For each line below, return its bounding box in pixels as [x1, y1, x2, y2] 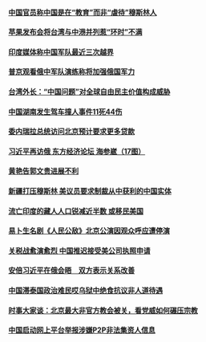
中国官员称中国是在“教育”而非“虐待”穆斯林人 [8, 7, 158, 17]
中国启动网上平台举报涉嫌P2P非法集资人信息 [8, 325, 156, 335]
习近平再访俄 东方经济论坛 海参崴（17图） [8, 146, 146, 156]
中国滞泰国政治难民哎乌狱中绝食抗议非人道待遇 [8, 285, 163, 295]
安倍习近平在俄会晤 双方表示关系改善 [8, 266, 135, 275]
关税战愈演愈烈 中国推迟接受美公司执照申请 [8, 246, 151, 255]
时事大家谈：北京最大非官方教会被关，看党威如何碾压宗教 [8, 305, 198, 315]
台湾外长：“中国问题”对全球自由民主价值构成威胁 [8, 87, 171, 96]
